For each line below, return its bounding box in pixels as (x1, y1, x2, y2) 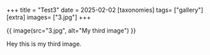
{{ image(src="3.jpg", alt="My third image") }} (6, 27, 137, 34)
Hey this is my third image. (6, 40, 82, 47)
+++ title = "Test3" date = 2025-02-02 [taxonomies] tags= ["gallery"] (6, 6, 204, 14)
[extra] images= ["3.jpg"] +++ (6, 13, 91, 21)
